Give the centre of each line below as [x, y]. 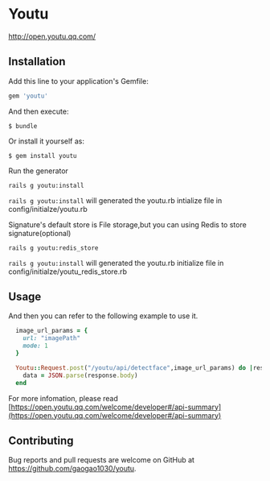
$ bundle [23, 126]
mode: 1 [35, 346]
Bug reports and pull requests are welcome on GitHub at [102, 460]
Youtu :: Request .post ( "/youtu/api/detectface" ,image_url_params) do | [134, 367]
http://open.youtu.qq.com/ [52, 36]
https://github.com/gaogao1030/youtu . [72, 469]
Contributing [41, 440]
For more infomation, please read [63, 398]
